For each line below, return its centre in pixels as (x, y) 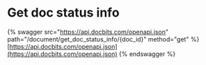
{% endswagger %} (147, 54)
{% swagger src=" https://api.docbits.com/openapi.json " (88, 32)
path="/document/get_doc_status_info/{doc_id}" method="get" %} (103, 39)
